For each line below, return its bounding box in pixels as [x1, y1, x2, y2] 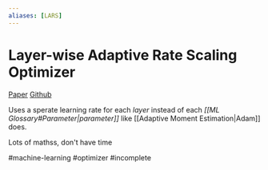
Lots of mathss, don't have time [8, 137, 113, 147]
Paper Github [8, 89, 52, 99]
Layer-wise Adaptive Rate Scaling [8, 45, 238, 64]
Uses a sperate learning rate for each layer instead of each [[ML [8, 105, 220, 114]
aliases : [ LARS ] [8, 11, 62, 20]
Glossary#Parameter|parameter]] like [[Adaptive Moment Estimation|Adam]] [8, 113, 261, 123]
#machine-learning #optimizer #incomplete [8, 152, 152, 162]
